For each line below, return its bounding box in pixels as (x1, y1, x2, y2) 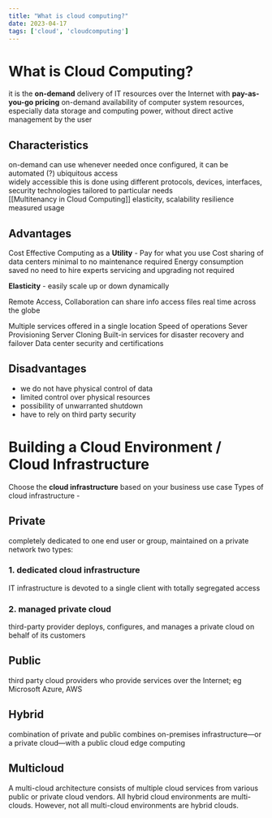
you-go (8, 97, 34, 107)
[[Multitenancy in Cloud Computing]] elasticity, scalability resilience (8, 194, 234, 204)
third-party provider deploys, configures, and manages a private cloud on (8, 622, 255, 632)
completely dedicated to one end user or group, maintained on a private (8, 535, 249, 545)
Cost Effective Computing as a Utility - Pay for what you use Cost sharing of (8, 248, 264, 258)
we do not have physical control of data (19, 383, 153, 393)
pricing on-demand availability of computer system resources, (35, 97, 245, 107)
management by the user (8, 115, 93, 124)
